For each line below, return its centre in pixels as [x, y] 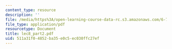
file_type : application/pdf [35, 24]
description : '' [23, 15]
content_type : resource [31, 10]
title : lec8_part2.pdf [29, 34]
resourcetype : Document [31, 29]
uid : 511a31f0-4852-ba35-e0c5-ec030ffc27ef [52, 39]
